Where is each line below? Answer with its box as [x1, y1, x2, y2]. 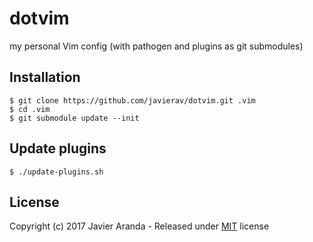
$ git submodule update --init [9, 113, 140, 123]
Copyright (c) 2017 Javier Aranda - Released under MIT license [9, 220, 270, 232]
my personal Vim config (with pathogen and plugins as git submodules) [9, 40, 304, 52]
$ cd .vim [9, 104, 51, 114]
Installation [9, 69, 81, 86]
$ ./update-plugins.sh [9, 167, 104, 177]
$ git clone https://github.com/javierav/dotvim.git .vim [9, 95, 256, 106]
